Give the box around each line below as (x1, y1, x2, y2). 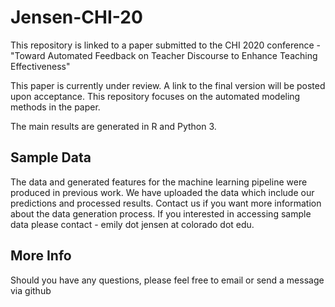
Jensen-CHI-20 (10, 6, 143, 29)
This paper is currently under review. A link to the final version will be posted (10, 79, 326, 91)
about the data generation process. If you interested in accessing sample (10, 207, 312, 220)
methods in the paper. (10, 101, 101, 113)
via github (10, 284, 52, 296)
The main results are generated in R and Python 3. (10, 120, 217, 132)
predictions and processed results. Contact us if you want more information (10, 197, 322, 209)
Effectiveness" (10, 60, 71, 72)
